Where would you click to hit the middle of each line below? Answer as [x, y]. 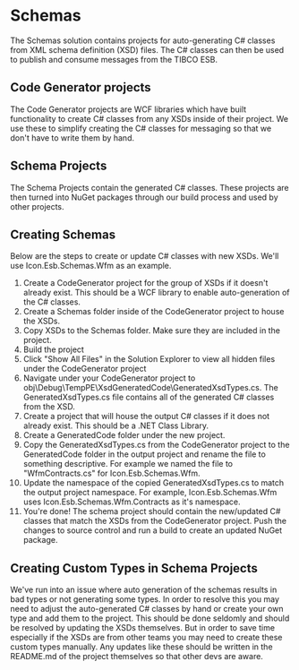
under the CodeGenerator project [85, 369]
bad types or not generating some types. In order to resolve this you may [145, 599]
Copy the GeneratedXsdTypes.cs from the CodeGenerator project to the [156, 445]
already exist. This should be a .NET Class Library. [116, 425]
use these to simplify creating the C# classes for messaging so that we [141, 128]
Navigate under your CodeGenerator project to [109, 378]
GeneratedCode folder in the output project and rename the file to [145, 454]
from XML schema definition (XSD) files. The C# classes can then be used [147, 49]
